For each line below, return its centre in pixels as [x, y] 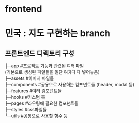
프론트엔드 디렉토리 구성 [40, 53]
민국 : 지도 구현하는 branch [58, 33]
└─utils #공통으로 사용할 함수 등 [36, 116]
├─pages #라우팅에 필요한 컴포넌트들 [42, 103]
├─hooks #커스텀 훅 [25, 97]
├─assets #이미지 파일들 [30, 78]
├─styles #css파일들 [26, 110]
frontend [24, 9]
